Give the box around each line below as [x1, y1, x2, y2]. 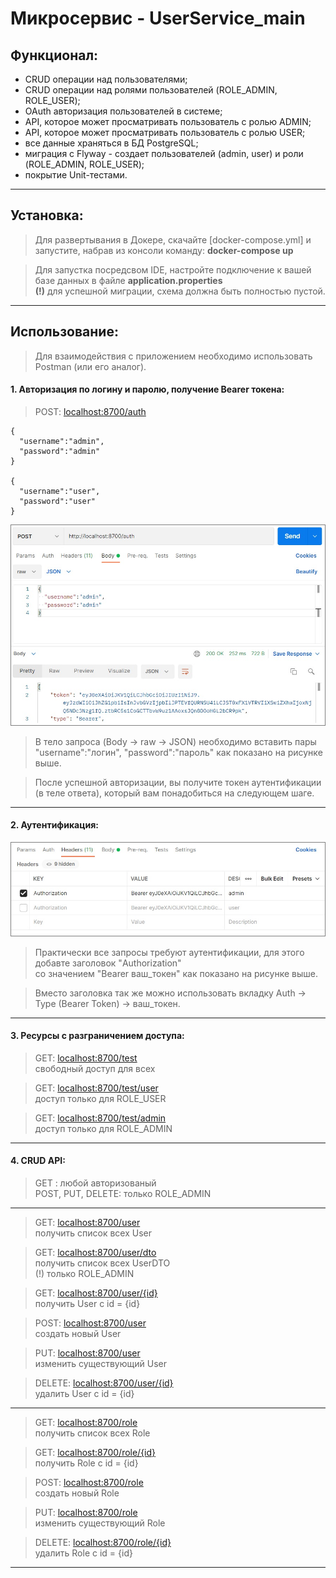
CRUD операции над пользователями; [24, 73, 188, 85]
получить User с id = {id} [34, 1297, 141, 1309]
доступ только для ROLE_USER [34, 1092, 167, 1104]
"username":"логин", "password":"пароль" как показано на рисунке [34, 746, 323, 758]
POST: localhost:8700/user [34, 1317, 147, 1329]
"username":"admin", [19, 436, 105, 446]
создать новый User [34, 1327, 122, 1339]
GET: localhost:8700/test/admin [34, 1112, 167, 1124]
